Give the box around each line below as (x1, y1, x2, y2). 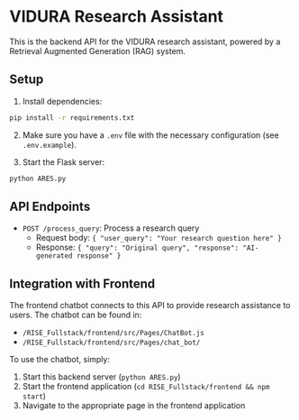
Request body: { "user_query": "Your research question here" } (35, 233, 282, 243)
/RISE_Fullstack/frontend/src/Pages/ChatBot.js (22, 329, 204, 338)
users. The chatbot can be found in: (9, 309, 142, 321)
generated (35, 251, 74, 260)
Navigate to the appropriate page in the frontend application (22, 400, 246, 411)
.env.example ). (22, 139, 77, 150)
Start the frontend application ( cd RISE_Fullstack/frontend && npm (22, 381, 270, 392)
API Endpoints (9, 198, 91, 214)
